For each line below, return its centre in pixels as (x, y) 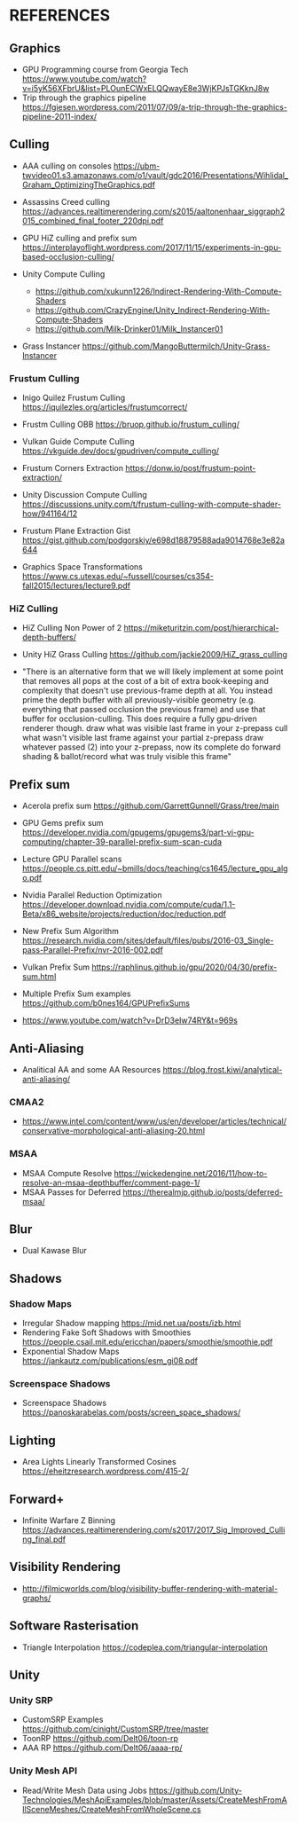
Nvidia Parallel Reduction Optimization (92, 895)
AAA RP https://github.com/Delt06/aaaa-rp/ (102, 1748)
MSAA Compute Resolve (67, 1173)
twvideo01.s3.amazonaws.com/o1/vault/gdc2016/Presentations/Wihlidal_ (155, 175)
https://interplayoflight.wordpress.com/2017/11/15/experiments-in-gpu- (152, 247)
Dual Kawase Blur (54, 1251)
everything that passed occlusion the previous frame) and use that (144, 710)
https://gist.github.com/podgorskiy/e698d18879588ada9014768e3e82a (153, 540)
